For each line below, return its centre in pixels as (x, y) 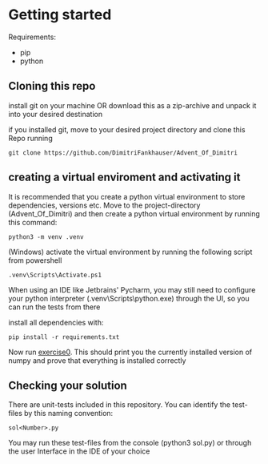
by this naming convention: (68, 414)
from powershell (35, 260)
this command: (33, 222)
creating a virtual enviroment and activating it (124, 178)
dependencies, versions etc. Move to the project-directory (104, 205)
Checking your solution (68, 385)
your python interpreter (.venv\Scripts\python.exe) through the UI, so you (129, 298)
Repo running (31, 138)
